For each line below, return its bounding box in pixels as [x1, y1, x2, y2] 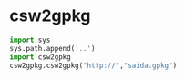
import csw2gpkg [9, 52, 71, 62]
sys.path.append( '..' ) [9, 44, 96, 53]
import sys [9, 35, 51, 44]
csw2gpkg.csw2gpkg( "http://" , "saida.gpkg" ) [9, 61, 178, 70]
